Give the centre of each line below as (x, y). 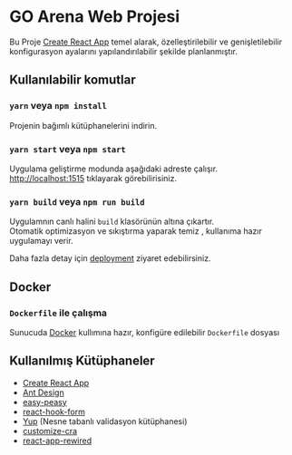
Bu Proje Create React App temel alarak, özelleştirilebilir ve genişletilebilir (146, 42)
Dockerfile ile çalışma (58, 313)
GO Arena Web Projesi (95, 17)
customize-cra (50, 431)
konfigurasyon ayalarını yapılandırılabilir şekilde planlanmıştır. (124, 51)
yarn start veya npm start (68, 149)
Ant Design (44, 392)
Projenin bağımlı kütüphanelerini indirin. (83, 125)
